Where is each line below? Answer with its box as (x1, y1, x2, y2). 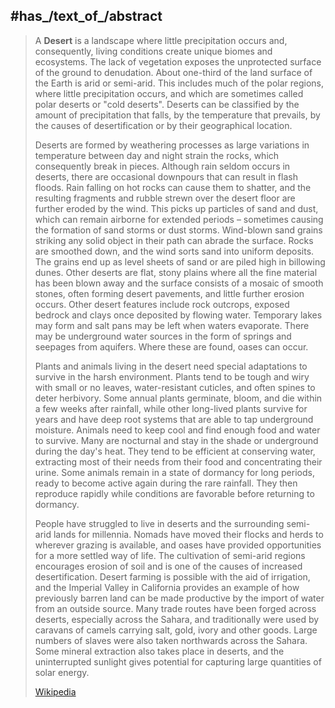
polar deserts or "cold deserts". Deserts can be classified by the (34, 98, 300, 110)
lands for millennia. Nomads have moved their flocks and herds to (53, 528, 324, 540)
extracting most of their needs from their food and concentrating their (34, 455, 323, 468)
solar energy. (34, 666, 90, 678)
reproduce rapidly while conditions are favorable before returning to (34, 487, 315, 499)
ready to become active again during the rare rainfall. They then (34, 477, 298, 489)
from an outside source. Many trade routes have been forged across (34, 602, 317, 614)
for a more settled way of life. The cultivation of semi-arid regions (34, 549, 306, 561)
